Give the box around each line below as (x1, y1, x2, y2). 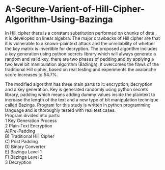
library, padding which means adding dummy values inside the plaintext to (5, 92, 156, 97)
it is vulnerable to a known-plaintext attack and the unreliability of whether (5, 40, 156, 46)
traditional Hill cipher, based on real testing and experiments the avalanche (5, 66, 156, 72)
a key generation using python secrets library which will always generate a (5, 50, 156, 57)
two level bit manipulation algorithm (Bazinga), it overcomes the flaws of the (5, 61, 159, 67)
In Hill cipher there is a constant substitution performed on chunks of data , (5, 30, 157, 36)
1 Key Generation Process (5, 118, 57, 123)
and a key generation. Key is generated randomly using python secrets (5, 86, 148, 92)
